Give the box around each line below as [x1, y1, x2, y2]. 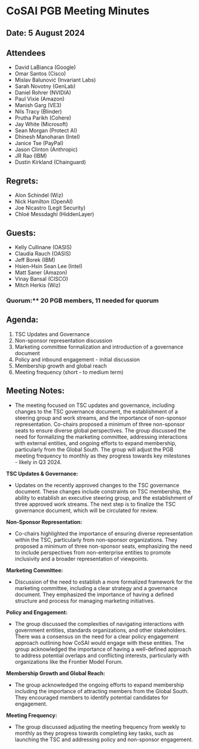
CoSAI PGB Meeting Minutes [6, 4, 150, 18]
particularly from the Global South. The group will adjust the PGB [14, 446, 173, 453]
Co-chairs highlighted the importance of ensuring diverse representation [14, 529, 193, 537]
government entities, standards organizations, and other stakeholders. [14, 626, 187, 634]
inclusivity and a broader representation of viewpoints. [14, 555, 149, 562]
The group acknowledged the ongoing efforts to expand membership [14, 681, 184, 688]
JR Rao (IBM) [14, 152, 48, 159]
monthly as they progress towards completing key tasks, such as [14, 729, 174, 737]
